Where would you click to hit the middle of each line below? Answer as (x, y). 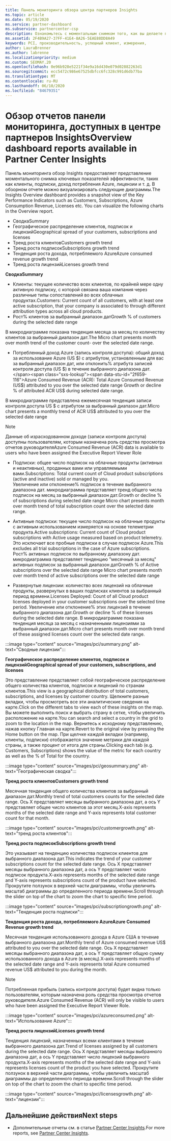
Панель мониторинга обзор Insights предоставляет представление (78, 173)
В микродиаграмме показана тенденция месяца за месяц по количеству (85, 332)
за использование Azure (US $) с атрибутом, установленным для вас (88, 358)
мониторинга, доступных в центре (83, 127)
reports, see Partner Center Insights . (51, 1133)
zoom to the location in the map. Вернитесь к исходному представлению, (84, 724)
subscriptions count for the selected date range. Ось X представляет (78, 864)
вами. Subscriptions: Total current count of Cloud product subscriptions (88, 474)
